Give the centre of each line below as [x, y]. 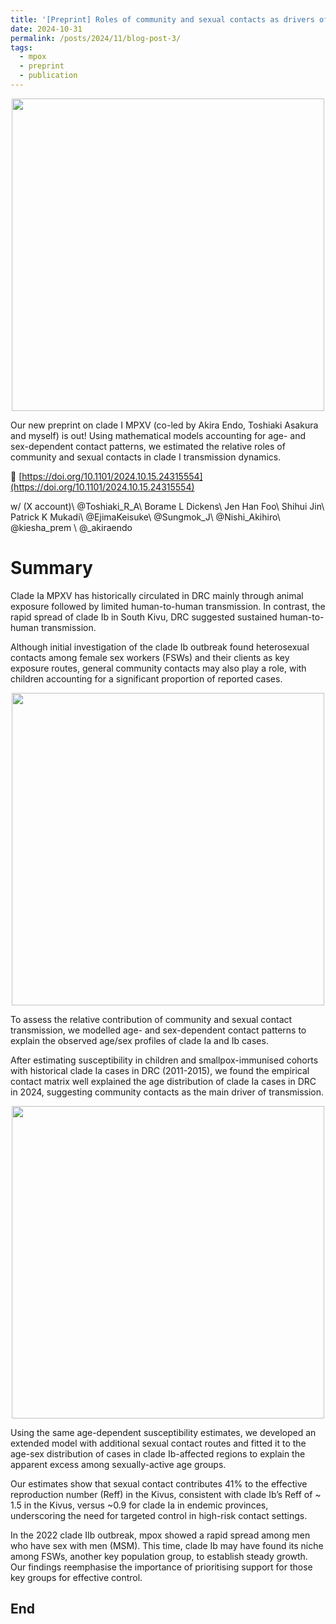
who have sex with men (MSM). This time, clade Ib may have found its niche [167, 1545]
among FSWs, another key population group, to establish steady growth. [159, 1556]
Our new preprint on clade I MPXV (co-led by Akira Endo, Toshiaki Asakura [164, 425]
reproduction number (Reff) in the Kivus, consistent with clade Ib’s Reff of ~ [166, 1494]
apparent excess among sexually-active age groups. [118, 1464]
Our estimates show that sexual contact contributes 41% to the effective [159, 1483]
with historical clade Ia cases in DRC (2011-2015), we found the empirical [160, 1070]
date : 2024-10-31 [46, 29]
